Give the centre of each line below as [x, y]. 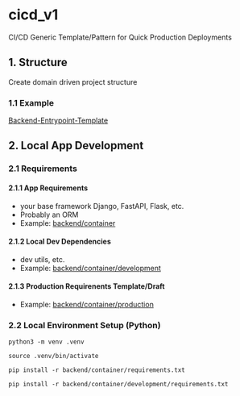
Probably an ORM [49, 215]
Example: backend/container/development [90, 268]
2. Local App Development [76, 146]
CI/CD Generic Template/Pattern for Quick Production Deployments [120, 37]
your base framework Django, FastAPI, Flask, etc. [102, 206]
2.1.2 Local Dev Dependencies [60, 242]
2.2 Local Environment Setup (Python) [85, 325]
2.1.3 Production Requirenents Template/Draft [87, 286]
